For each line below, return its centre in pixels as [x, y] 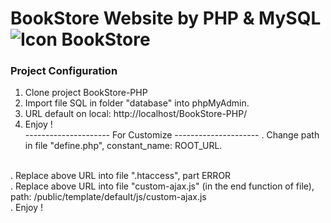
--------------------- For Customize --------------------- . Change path [172, 135]
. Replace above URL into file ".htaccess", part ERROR [121, 176]
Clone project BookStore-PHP [86, 93]
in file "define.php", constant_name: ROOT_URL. [123, 146]
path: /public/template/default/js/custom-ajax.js [108, 197]
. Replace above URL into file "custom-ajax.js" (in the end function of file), [162, 186]
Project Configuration [64, 71]
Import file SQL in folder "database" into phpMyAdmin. [137, 103]
